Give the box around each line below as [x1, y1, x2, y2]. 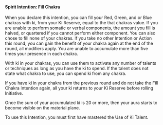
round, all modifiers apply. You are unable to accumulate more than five [5, 46, 148, 52]
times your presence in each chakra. [5, 51, 78, 57]
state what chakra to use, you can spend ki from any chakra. [5, 71, 127, 76]
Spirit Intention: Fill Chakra [5, 4, 60, 10]
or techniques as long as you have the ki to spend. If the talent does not [5, 66, 149, 71]
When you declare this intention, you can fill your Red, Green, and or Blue [5, 15, 152, 20]
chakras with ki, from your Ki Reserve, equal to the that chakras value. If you [5, 20, 158, 26]
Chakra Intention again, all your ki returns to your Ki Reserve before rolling [5, 85, 154, 91]
